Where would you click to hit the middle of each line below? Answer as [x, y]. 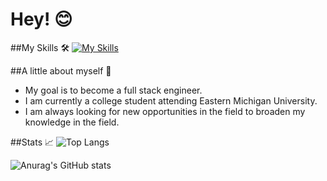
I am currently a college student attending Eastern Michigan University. [171, 100]
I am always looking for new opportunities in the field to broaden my [165, 111]
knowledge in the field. [72, 122]
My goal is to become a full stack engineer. [113, 90]
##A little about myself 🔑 [61, 70]
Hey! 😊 [41, 19]
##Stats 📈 [32, 142]
